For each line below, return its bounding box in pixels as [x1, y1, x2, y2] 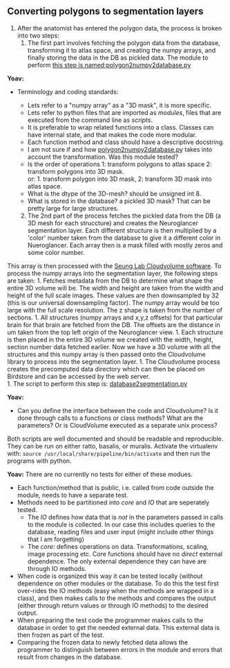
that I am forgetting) [27, 535, 85, 543]
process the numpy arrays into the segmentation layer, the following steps [7, 269, 218, 277]
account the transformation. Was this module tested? [27, 152, 178, 161]
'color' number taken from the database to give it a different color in [27, 234, 221, 242]
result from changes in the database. [17, 653, 122, 661]
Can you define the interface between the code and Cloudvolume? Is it [17, 406, 219, 414]
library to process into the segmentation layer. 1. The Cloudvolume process [7, 357, 220, 366]
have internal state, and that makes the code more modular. [27, 130, 197, 139]
